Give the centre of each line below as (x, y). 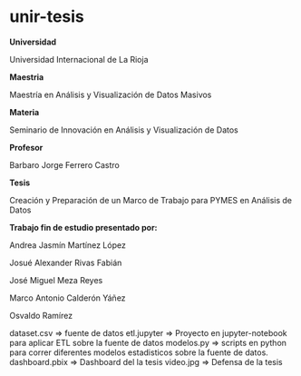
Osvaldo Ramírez (41, 315)
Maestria (27, 77)
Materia (24, 112)
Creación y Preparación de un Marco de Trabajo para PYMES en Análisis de (151, 200)
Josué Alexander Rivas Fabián (66, 262)
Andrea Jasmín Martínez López (68, 245)
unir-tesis (47, 17)
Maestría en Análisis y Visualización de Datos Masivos (111, 94)
